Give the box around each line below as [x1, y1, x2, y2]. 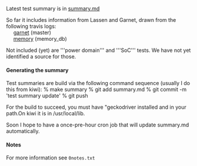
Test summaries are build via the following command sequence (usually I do [6, 80, 190, 87]
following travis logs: [6, 23, 56, 30]
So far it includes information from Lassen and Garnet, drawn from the [6, 17, 176, 23]
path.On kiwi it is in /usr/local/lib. [6, 110, 85, 117]
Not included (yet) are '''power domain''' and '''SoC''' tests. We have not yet [6, 47, 191, 54]
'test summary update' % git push [6, 92, 88, 99]
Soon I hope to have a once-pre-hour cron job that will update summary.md [6, 121, 189, 129]
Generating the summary [6, 66, 69, 73]
